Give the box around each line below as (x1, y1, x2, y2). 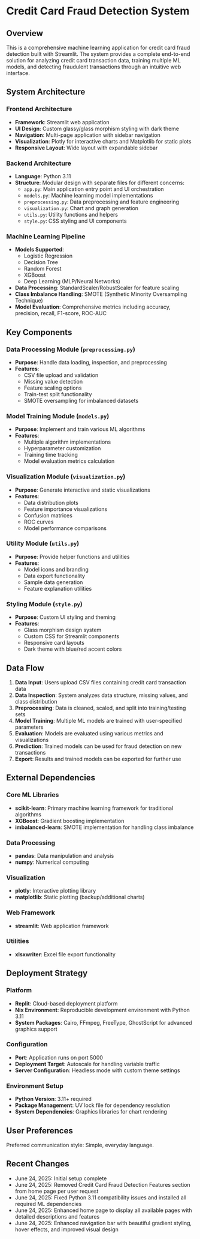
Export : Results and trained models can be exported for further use (14, 755, 181, 762)
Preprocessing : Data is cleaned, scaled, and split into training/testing (14, 704, 186, 711)
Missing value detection (23, 378, 83, 385)
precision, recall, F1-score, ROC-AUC (14, 310, 107, 317)
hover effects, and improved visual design (14, 1226, 119, 1233)
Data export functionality (23, 572, 86, 579)
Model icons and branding (23, 565, 89, 573)
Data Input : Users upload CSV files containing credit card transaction (14, 678, 187, 686)
